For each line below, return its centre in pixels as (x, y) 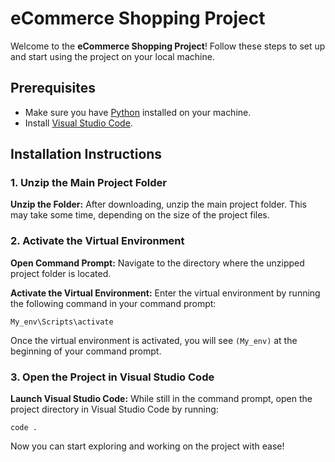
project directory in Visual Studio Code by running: (114, 409)
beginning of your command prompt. (86, 351)
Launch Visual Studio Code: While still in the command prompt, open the (161, 399)
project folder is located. (61, 273)
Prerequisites (53, 88)
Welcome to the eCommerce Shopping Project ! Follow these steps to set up (168, 46)
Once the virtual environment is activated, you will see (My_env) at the (154, 340)
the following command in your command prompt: (113, 303)
